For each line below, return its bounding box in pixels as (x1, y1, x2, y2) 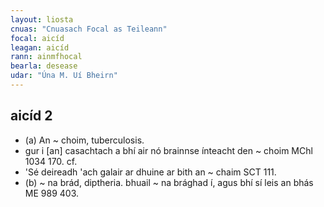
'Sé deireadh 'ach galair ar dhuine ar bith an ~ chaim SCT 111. (24, 166, 277, 178)
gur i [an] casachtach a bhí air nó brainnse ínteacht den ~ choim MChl (24, 144, 313, 156)
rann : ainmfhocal (10, 52, 83, 62)
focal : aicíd (10, 33, 65, 43)
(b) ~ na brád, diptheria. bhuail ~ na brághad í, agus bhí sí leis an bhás (24, 176, 314, 188)
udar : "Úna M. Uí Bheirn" (10, 71, 118, 81)
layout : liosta (10, 14, 74, 25)
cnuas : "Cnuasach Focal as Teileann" (10, 24, 168, 34)
